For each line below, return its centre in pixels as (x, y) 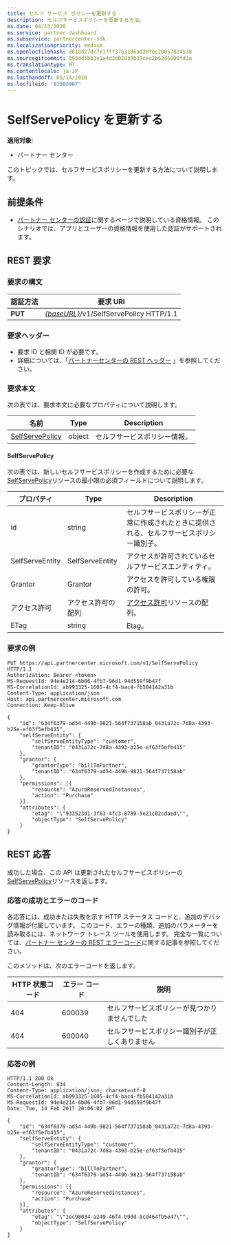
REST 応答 (29, 855)
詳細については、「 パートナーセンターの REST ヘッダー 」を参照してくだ (119, 360)
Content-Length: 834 (37, 1085)
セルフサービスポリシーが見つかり (162, 1008)
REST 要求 (29, 261)
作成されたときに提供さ (178, 523)
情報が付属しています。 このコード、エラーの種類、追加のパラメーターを (115, 925)
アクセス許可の (91, 603)
